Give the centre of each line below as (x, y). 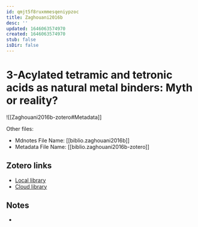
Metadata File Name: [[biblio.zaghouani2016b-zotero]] (82, 147)
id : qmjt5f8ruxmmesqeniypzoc (43, 12)
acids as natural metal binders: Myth (100, 88)
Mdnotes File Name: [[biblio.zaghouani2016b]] (72, 140)
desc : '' (17, 23)
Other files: (20, 129)
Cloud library (31, 186)
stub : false (21, 40)
